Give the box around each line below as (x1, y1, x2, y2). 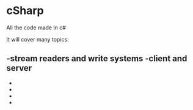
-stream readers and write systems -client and (6, 53, 188, 64)
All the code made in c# (6, 24, 66, 31)
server (6, 63, 32, 73)
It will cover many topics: (6, 35, 69, 43)
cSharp (6, 4, 44, 18)
